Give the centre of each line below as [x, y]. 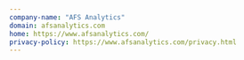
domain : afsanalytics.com [57, 26]
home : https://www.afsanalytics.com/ [79, 34]
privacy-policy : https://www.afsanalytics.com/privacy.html [123, 42]
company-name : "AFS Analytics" [67, 17]
